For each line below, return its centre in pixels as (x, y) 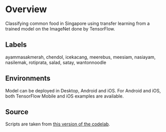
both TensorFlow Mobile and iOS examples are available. (64, 96)
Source (17, 112)
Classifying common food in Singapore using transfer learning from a (77, 23)
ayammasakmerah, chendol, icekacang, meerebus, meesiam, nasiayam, (80, 57)
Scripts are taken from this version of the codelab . (58, 124)
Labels (16, 45)
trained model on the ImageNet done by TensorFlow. (60, 28)
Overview (26, 9)
